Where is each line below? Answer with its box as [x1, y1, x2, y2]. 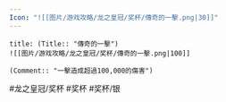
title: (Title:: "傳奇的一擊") [9, 39, 119, 48]
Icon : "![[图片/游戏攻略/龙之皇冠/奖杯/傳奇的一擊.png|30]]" [9, 13, 219, 22]
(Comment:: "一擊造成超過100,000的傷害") [9, 66, 154, 75]
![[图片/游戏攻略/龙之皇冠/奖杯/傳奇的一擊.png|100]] [9, 48, 190, 58]
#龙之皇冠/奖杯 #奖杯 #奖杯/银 [9, 82, 121, 94]
